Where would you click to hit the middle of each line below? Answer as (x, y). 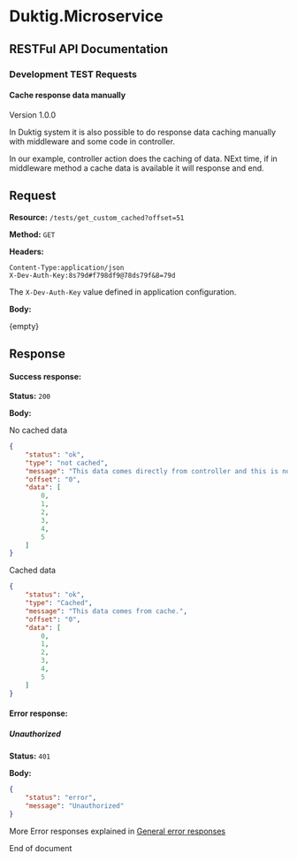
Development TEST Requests (73, 74)
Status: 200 (30, 396)
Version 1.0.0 (33, 115)
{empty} (24, 326)
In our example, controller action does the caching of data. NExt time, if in (144, 158)
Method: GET (32, 234)
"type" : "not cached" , (67, 463)
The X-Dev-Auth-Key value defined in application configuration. (123, 292)
